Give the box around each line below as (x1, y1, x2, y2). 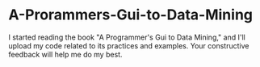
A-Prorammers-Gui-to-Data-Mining (8, 6, 253, 24)
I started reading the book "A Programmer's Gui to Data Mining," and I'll (8, 32, 246, 42)
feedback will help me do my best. (8, 49, 123, 59)
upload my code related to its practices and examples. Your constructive (8, 40, 250, 50)
